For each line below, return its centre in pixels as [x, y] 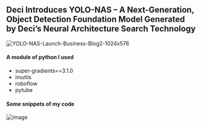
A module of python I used [40, 57]
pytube [24, 90]
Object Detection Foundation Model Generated [96, 20]
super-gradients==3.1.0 [44, 71]
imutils [23, 77]
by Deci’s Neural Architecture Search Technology [101, 29]
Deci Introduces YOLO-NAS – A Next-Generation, [100, 10]
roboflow [26, 83]
